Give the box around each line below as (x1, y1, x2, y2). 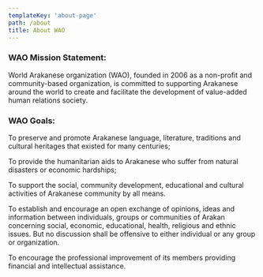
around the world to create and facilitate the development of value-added (8, 87, 247, 96)
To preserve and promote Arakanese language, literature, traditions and (8, 133, 241, 142)
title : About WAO (8, 26, 66, 34)
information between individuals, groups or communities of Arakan (8, 212, 225, 222)
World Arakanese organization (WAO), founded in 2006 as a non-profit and (8, 70, 253, 80)
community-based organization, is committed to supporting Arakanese (8, 78, 239, 88)
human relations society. (8, 95, 88, 105)
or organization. (8, 238, 60, 247)
